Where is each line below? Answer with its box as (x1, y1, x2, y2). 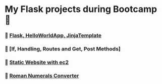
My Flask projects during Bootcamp (5, 3, 157, 15)
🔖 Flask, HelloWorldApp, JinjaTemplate (5, 32, 102, 39)
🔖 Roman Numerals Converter (5, 72, 79, 79)
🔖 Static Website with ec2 (5, 58, 69, 65)
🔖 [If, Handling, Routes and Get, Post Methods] (5, 45, 121, 52)
